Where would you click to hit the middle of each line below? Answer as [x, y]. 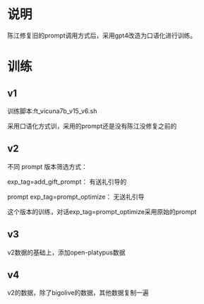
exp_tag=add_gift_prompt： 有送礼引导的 [67, 182]
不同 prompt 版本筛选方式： [48, 166]
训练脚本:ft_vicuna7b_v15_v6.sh [52, 111]
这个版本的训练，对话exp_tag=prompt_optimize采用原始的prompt [102, 211]
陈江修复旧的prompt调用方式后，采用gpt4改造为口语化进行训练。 [102, 35]
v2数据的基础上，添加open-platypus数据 [66, 252]
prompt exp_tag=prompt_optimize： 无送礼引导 [76, 197]
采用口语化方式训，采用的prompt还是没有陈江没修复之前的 [92, 126]
